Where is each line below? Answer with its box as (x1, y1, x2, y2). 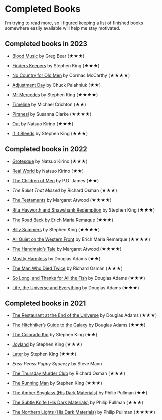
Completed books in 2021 (5, 299, 86, 307)
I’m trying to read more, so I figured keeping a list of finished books (5, 20, 143, 26)
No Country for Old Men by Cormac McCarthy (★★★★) (12, 72, 130, 78)
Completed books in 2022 (5, 145, 87, 153)
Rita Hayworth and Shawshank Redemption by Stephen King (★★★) (12, 206, 155, 213)
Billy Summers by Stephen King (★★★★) (12, 226, 100, 232)
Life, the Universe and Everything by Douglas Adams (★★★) (12, 284, 139, 291)
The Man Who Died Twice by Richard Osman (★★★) (12, 265, 123, 271)
